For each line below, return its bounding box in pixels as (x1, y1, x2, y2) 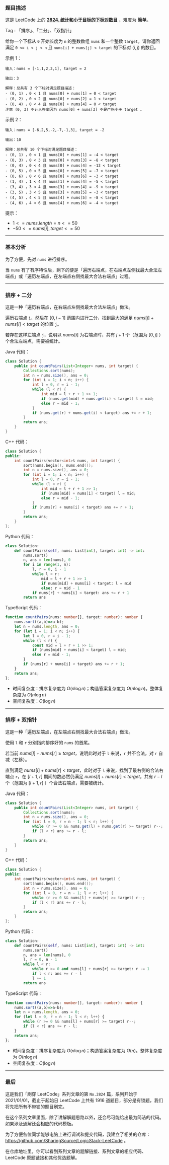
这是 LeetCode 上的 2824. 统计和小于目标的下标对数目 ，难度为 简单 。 (5, 17, 151, 23)
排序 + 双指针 (5, 716, 37, 723)
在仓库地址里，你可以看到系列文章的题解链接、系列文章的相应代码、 (5, 1148, 146, 1154)
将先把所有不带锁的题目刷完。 (5, 1104, 67, 1110)
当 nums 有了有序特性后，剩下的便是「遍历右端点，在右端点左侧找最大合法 (5, 267, 158, 273)
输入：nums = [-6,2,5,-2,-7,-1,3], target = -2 (5, 127, 105, 133)
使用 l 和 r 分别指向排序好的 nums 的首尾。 (5, 739, 93, 746)
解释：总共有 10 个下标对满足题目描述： (5, 147, 78, 152)
